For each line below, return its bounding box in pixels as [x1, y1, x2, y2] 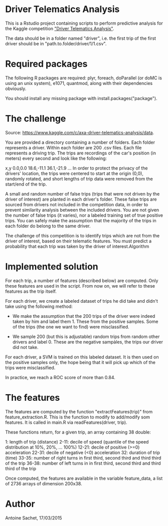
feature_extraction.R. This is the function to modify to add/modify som [5, 414, 150, 420]
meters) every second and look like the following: [5, 155, 107, 161]
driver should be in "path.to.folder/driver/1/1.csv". [5, 40, 107, 46]
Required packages [5, 58, 88, 70]
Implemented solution [5, 261, 99, 272]
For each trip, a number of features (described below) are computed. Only [5, 278, 158, 284]
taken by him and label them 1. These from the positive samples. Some [12, 318, 158, 324]
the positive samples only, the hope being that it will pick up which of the [5, 359, 155, 365]
